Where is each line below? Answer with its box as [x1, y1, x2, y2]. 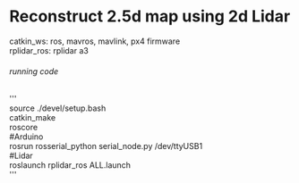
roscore [9, 122, 38, 133]
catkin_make [9, 112, 56, 123]
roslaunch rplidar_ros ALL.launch [9, 160, 132, 171]
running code [9, 65, 59, 77]
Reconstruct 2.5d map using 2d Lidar [9, 6, 291, 27]
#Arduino [9, 131, 44, 142]
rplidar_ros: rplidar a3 [9, 45, 90, 55]
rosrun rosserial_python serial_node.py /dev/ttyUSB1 [9, 141, 203, 152]
